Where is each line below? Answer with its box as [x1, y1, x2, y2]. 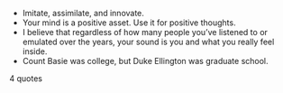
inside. [22, 46, 48, 57]
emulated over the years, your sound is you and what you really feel [22, 36, 275, 47]
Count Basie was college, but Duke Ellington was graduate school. [22, 56, 269, 66]
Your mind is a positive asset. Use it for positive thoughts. [22, 17, 236, 28]
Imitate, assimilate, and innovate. [22, 8, 144, 18]
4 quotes [9, 73, 43, 84]
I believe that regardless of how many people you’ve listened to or [22, 27, 269, 37]
